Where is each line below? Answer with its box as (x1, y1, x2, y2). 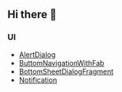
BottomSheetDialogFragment (18, 67, 114, 76)
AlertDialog (18, 49, 56, 59)
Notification (18, 75, 57, 84)
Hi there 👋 (7, 8, 57, 21)
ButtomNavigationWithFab (18, 58, 105, 67)
